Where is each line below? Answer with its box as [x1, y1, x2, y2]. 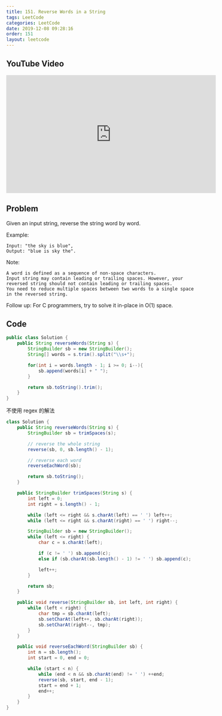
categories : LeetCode [6, 20, 60, 26]
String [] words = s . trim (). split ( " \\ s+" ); [28, 352, 135, 358]
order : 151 [6, 31, 34, 37]
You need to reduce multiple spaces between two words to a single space [6, 286, 194, 292]
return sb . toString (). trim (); [28, 384, 103, 390]
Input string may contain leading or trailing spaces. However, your [6, 275, 184, 282]
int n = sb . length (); [28, 649, 82, 655]
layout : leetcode [6, 37, 50, 43]
